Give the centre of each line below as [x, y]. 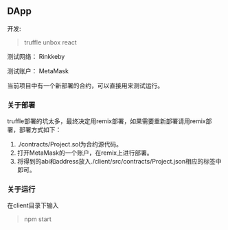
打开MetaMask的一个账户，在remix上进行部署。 [85, 153]
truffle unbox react [50, 42]
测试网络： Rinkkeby [36, 56]
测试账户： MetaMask [38, 71]
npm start [37, 219]
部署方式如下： [40, 130]
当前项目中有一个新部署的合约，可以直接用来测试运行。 [85, 86]
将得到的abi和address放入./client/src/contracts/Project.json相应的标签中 [119, 162]
